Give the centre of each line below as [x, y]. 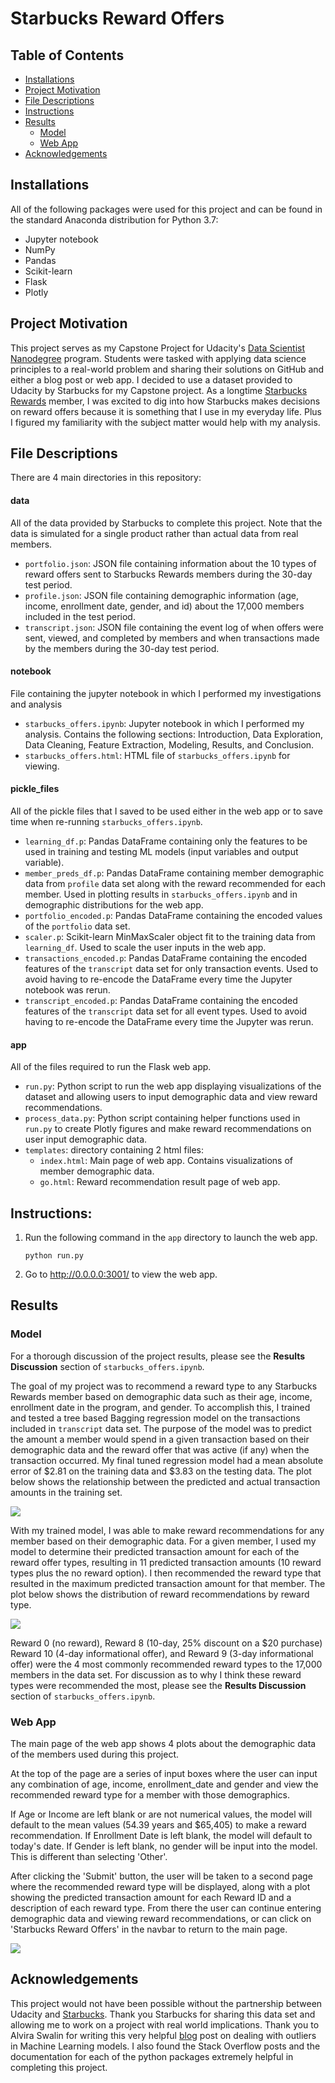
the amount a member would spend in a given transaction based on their [160, 1439]
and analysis [36, 704]
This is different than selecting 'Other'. [89, 1857]
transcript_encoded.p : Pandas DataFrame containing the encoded [161, 1001]
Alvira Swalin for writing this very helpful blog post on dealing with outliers [163, 2035]
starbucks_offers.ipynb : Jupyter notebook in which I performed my [164, 723]
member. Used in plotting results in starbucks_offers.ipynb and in [161, 894]
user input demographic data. [86, 1139]
